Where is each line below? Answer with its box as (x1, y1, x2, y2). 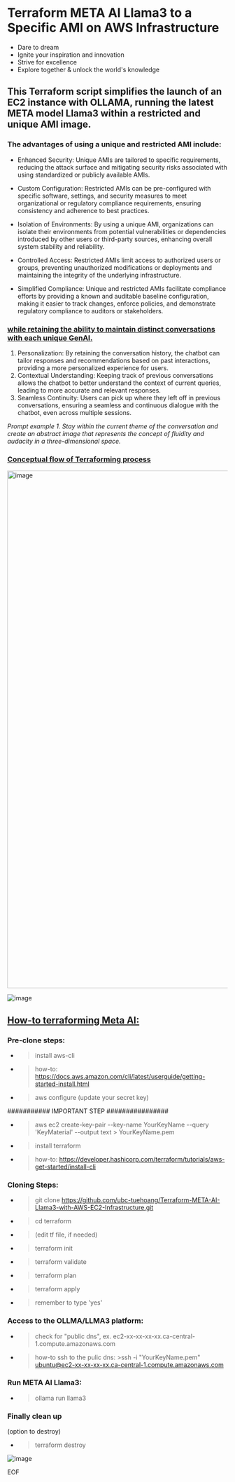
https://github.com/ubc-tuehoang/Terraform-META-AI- (62, 1196, 220, 1204)
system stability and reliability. (17, 242, 105, 250)
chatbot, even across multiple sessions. (17, 408, 131, 416)
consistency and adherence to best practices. (17, 206, 150, 215)
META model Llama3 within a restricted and (7, 107, 201, 120)
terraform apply (34, 1285, 80, 1293)
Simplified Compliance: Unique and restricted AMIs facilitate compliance (17, 284, 227, 292)
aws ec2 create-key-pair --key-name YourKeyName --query (34, 1120, 209, 1129)
